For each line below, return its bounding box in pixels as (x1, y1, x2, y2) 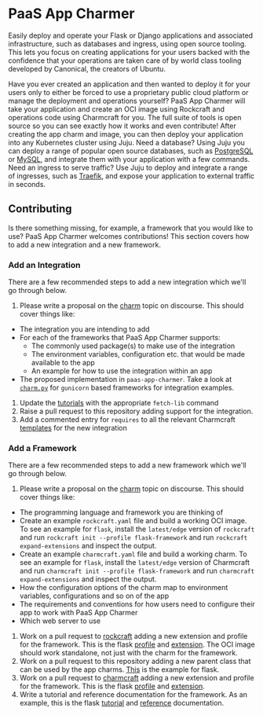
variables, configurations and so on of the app (19, 591, 170, 601)
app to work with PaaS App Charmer (19, 608, 138, 618)
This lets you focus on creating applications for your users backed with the (8, 47, 250, 57)
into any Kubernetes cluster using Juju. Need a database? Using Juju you (8, 137, 246, 147)
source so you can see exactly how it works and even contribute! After (8, 121, 237, 130)
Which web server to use (19, 616, 100, 625)
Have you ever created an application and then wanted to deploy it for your (8, 79, 251, 89)
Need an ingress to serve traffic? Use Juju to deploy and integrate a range (8, 163, 248, 172)
